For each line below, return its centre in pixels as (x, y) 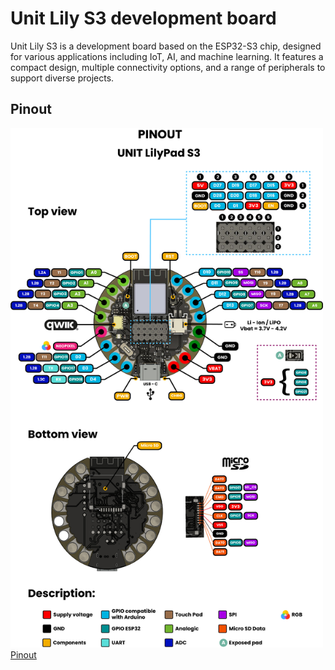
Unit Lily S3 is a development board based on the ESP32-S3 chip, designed (166, 46)
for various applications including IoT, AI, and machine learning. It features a (167, 56)
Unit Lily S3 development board (143, 18)
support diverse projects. (62, 78)
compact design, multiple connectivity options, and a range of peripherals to (168, 67)
